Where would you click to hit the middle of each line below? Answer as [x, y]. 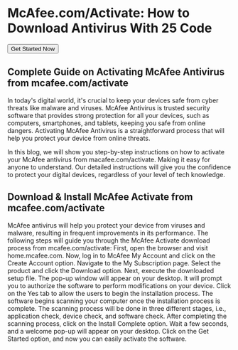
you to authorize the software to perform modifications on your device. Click [119, 285]
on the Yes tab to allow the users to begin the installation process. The [110, 293]
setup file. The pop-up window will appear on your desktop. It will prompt [115, 278]
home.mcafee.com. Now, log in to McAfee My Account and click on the [112, 255]
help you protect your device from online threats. [79, 138]
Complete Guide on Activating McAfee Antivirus [116, 72]
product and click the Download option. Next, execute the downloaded [111, 270]
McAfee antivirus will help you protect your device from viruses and [106, 225]
